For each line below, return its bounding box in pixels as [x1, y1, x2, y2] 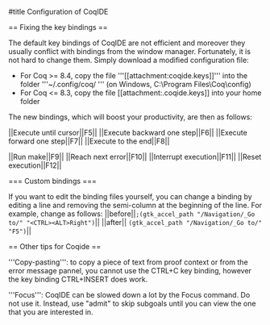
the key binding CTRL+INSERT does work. [8, 274, 148, 284]
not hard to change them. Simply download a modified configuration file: [8, 56, 249, 65]
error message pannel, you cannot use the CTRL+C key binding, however [8, 266, 252, 275]
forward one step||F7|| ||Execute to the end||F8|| [8, 136, 170, 146]
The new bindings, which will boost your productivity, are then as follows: [8, 112, 252, 122]
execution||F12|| [8, 160, 62, 170]
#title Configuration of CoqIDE [8, 7, 109, 16]
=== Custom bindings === [8, 177, 97, 185]
